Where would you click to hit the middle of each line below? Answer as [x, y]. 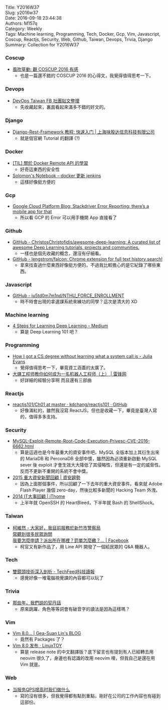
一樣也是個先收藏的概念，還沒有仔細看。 [62, 253]
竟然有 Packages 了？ [42, 640]
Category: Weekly [24, 29]
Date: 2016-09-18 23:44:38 [33, 18]
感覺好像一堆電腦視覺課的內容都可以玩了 [62, 578]
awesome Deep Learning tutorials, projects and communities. [76, 247]
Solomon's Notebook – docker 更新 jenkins [57, 176]
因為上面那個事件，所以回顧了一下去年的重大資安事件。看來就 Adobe [91, 484]
